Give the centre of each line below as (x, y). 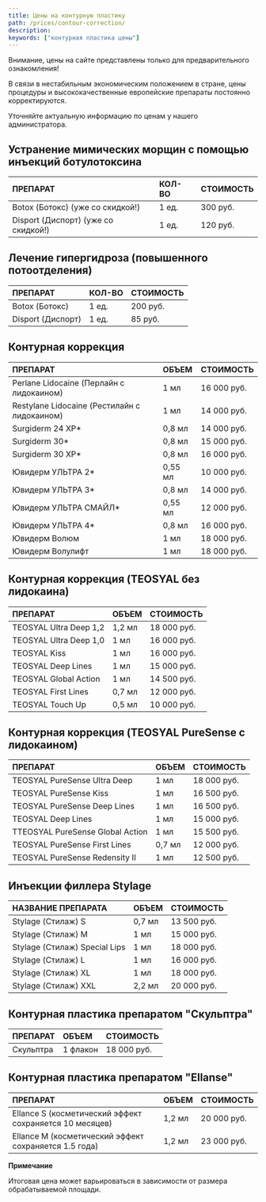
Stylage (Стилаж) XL (51, 973)
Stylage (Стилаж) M (50, 934)
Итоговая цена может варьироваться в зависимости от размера (118, 1181)
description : (30, 30)
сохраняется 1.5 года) (55, 1146)
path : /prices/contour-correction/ (67, 23)
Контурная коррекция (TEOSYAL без (104, 579)
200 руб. (147, 306)
